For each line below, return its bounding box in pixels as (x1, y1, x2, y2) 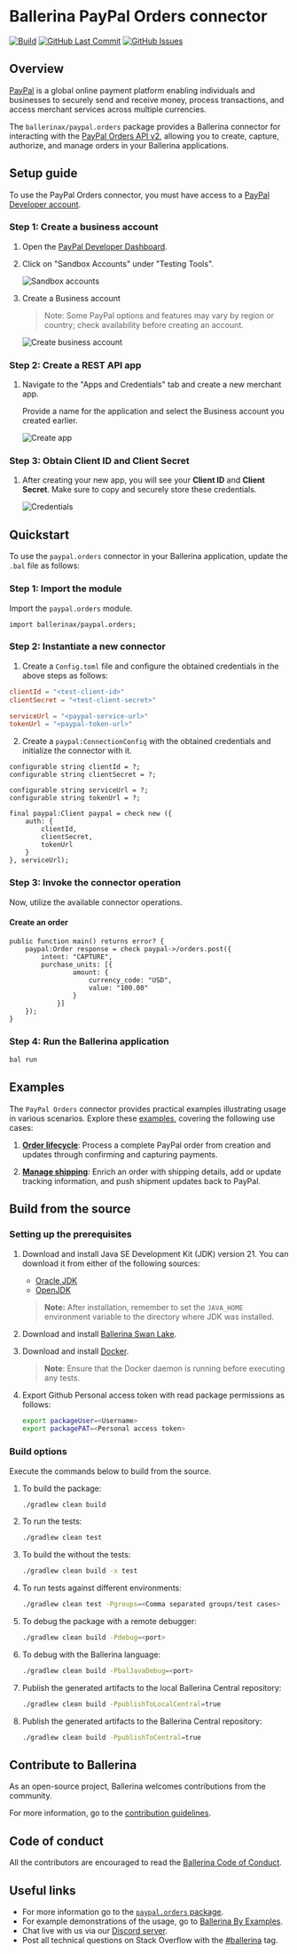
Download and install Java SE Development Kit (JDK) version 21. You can (21, 1248, 289, 1259)
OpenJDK (35, 1285, 71, 1295)
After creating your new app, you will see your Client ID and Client (21, 475, 266, 485)
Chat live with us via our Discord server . (21, 1926, 168, 1936)
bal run (9, 1055, 38, 1064)
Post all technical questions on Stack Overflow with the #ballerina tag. (21, 1935, 278, 1946)
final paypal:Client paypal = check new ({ (9, 809, 173, 819)
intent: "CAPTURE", (41, 952, 113, 961)
